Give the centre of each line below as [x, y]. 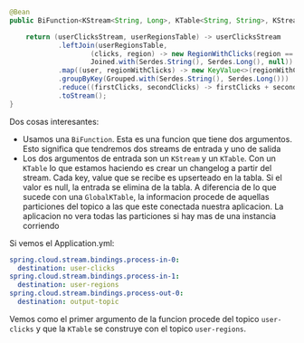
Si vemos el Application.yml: [62, 243]
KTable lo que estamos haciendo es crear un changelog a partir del [147, 167]
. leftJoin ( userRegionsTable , [113, 45]
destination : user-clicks [66, 268]
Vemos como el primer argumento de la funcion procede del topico [134, 319]
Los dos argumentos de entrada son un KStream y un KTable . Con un [149, 158]
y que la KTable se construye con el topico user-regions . [141, 329]
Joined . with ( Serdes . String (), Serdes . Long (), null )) [192, 62]
